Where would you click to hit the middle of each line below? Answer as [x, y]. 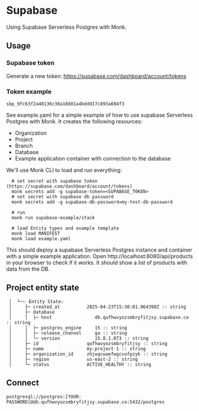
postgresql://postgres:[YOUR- [44, 397]
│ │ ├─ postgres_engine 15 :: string [68, 328]
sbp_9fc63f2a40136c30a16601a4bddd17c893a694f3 [65, 104]
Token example [29, 92]
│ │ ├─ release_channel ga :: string [68, 333]
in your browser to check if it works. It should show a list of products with [97, 262]
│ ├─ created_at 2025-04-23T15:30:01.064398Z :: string [97, 307]
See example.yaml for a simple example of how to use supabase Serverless [99, 115]
